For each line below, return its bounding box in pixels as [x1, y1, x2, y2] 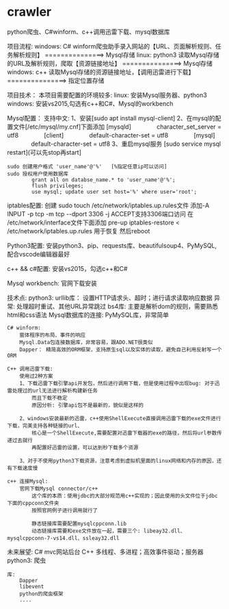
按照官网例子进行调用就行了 [31, 507, 98, 514]
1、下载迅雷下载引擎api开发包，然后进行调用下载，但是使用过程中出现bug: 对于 [19, 380, 215, 387]
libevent [19, 583, 44, 590]
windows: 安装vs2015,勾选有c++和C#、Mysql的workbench [7, 99, 174, 107]
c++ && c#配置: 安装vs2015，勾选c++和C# [7, 264, 128, 272]
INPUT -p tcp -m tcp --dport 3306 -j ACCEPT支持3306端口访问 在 [7, 209, 193, 218]
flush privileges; [31, 182, 84, 189]
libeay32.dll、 [143, 528, 186, 534]
